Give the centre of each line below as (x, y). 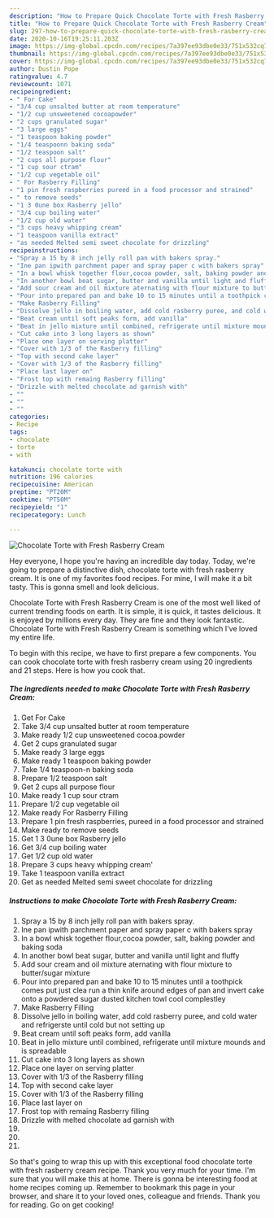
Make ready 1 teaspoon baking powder (86, 761)
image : (20, 46)
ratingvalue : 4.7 (39, 76)
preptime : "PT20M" (40, 492)
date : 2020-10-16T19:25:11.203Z (64, 39)
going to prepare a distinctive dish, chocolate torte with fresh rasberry (127, 570)
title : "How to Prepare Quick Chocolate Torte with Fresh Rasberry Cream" (139, 24)
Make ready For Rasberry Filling (74, 813)
